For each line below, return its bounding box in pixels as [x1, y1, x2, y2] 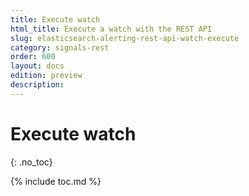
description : [10, 80, 65, 90]
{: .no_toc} [10, 156, 53, 168]
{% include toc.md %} [10, 175, 102, 187]
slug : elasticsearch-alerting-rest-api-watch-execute [10, 33, 240, 43]
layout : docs [10, 61, 65, 71]
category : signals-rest [10, 42, 110, 53]
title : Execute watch [10, 14, 101, 25]
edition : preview [10, 71, 83, 81]
